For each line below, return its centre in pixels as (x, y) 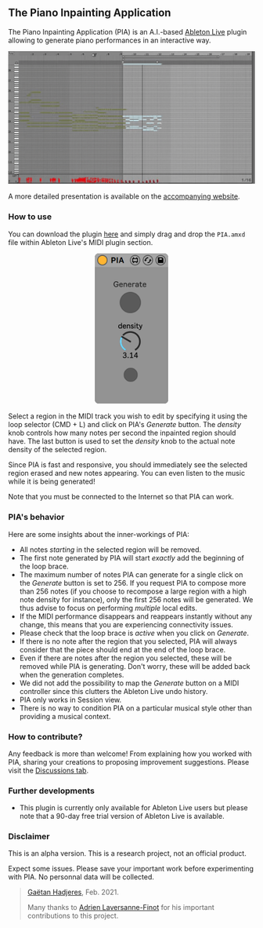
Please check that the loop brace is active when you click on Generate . (134, 633)
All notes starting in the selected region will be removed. (110, 550)
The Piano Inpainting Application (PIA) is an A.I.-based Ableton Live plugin (128, 31)
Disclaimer (29, 837)
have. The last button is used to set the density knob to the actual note (122, 441)
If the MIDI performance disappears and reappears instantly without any (136, 616)
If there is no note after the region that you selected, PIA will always (128, 641)
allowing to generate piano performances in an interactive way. (110, 40)
